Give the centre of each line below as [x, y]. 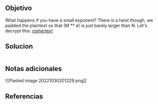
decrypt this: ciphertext [29, 31]
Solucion [19, 47]
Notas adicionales [33, 69]
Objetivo [19, 8]
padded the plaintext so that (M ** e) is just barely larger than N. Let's [76, 25]
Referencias [24, 96]
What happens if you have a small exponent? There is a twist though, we [79, 20]
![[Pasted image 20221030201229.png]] [46, 81]
